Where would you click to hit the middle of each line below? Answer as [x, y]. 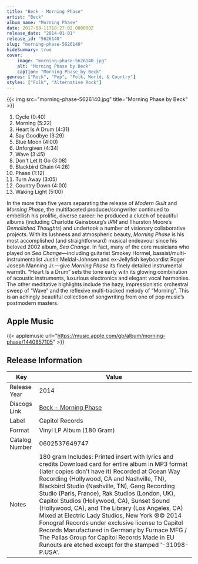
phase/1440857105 [30, 342]
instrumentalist [25, 259]
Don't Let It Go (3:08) [41, 160]
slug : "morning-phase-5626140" [45, 45]
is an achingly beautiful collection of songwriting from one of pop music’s [95, 297]
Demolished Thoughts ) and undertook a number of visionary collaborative [96, 228]
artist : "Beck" [25, 17]
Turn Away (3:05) [36, 179]
